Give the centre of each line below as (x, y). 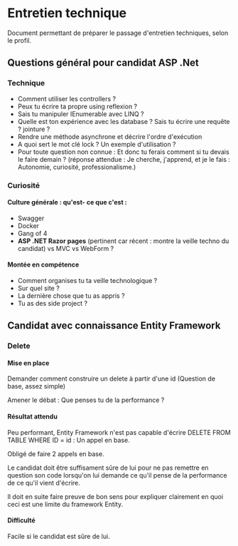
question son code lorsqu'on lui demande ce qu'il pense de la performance (117, 475)
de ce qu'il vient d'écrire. (44, 483)
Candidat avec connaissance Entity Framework (114, 326)
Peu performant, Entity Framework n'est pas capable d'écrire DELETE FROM (119, 432)
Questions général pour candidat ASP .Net (103, 63)
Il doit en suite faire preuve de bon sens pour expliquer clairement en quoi (115, 496)
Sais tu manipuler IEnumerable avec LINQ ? (81, 114)
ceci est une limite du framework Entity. (65, 504)
